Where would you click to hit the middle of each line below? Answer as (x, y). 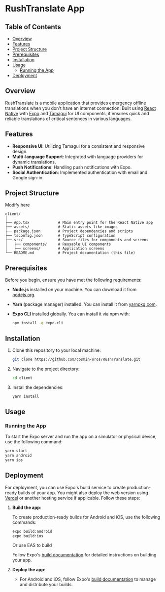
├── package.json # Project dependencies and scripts (69, 231)
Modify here (17, 205)
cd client (22, 378)
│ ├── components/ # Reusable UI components (58, 244)
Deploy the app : (29, 570)
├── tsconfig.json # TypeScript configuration (60, 236)
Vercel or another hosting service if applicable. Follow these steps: (73, 498)
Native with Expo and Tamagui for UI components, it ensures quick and (77, 113)
